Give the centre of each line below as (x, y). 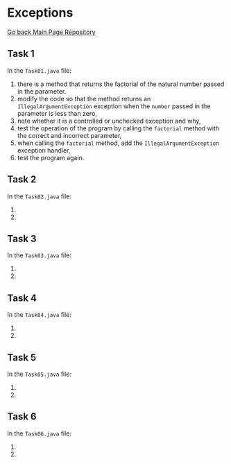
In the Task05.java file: (39, 374)
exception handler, (44, 150)
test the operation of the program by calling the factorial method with (118, 128)
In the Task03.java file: (39, 255)
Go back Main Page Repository (51, 32)
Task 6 (22, 416)
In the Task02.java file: (39, 196)
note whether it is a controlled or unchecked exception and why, (109, 121)
